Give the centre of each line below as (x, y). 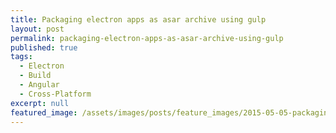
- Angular (39, 85)
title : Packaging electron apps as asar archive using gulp (138, 19)
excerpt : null (40, 103)
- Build (35, 76)
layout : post (37, 29)
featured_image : (44, 112)
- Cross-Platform (55, 94)
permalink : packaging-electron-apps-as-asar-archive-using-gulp (147, 38)
